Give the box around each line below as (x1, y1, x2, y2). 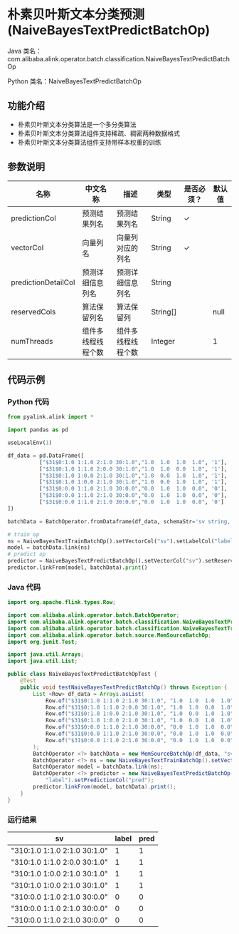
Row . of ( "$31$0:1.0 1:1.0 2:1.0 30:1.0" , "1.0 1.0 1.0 (45, 697, 215, 704)
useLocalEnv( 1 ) (7, 439, 53, 446)
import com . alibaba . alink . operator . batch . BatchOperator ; (7, 612, 180, 619)
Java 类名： (7, 46, 43, 55)
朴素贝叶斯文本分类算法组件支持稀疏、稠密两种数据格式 (17, 129, 180, 138)
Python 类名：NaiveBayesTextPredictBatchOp (7, 76, 142, 86)
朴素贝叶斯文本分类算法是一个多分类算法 (17, 120, 137, 128)
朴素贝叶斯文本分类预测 (7, 6, 145, 23)
